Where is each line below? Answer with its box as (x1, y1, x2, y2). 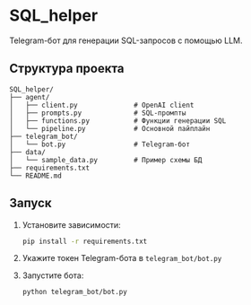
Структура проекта (9, 61, 125, 76)
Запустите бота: (22, 270, 84, 281)
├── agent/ (9, 92, 50, 101)
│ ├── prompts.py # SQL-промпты (9, 109, 186, 118)
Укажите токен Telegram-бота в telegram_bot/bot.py (22, 253, 222, 264)
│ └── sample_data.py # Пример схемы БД (9, 155, 203, 164)
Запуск (9, 196, 52, 211)
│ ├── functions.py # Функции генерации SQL (9, 116, 227, 126)
